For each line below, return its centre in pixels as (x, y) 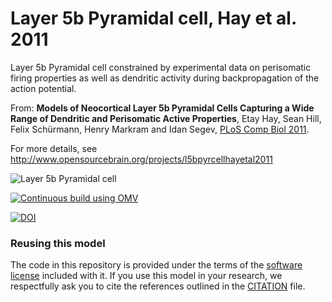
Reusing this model (58, 243)
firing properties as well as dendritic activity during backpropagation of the (165, 78)
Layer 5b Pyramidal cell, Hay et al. (153, 18)
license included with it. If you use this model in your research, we (146, 276)
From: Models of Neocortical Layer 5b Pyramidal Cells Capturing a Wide (162, 108)
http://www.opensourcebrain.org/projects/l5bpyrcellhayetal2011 (141, 159)
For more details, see (54, 148)
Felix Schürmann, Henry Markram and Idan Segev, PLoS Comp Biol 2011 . (160, 129)
